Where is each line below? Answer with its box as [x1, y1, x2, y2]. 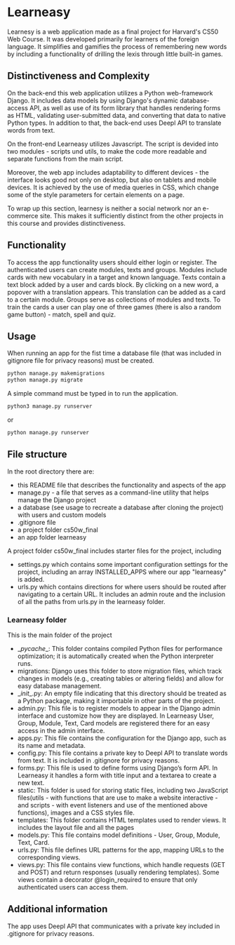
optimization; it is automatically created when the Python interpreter [17, 652, 214, 660]
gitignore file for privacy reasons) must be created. [7, 356, 154, 365]
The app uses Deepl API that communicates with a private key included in [7, 922, 220, 930]
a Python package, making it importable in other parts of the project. [17, 696, 216, 705]
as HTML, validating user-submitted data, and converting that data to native [7, 111, 227, 119]
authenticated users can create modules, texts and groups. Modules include [7, 265, 227, 274]
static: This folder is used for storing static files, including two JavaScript [17, 786, 229, 794]
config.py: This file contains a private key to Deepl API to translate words [17, 749, 228, 757]
